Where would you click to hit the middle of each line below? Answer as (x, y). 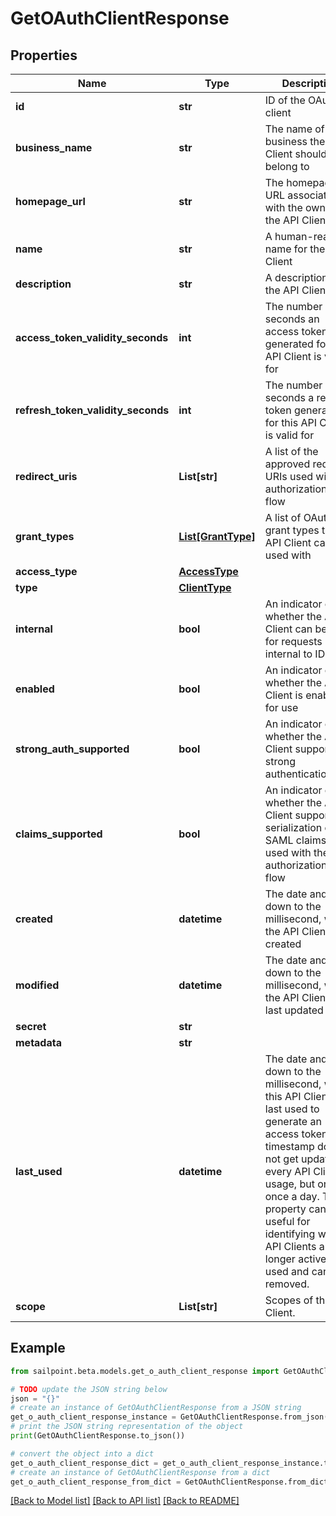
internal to (288, 654)
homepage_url (50, 201)
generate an (293, 1121)
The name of (294, 129)
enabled (35, 689)
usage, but (289, 1184)
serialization (293, 827)
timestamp (289, 1146)
